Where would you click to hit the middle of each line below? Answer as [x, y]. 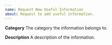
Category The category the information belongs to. [56, 28]
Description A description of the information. [50, 37]
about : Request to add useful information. [50, 14]
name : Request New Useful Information [44, 9]
